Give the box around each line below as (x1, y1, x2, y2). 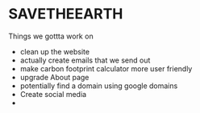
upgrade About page (19, 72, 90, 82)
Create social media (19, 89, 87, 99)
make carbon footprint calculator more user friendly (19, 63, 193, 73)
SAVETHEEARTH (8, 5, 123, 23)
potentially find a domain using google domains (19, 81, 178, 91)
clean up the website (19, 46, 90, 56)
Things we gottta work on (8, 31, 94, 41)
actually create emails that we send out (19, 55, 151, 65)
